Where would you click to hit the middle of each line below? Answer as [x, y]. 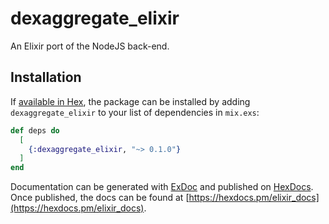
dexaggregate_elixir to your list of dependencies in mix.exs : [135, 112]
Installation [46, 77]
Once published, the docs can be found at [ [100, 198]
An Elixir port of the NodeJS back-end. [90, 46]
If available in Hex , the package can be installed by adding [130, 101]
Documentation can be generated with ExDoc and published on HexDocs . [162, 187]
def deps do [35, 130]
